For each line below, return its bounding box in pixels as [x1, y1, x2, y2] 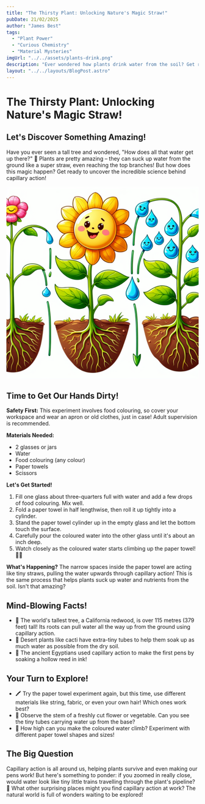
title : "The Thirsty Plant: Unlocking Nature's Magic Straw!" [6, 10, 168, 16]
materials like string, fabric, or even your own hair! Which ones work [15, 698, 187, 706]
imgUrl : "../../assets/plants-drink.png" [6, 55, 113, 61]
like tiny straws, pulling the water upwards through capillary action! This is [6, 570, 193, 577]
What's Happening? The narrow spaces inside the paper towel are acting [6, 563, 192, 571]
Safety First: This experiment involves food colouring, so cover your [6, 407, 179, 415]
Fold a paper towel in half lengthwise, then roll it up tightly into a [15, 506, 176, 513]
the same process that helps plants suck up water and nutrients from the [6, 576, 189, 584]
